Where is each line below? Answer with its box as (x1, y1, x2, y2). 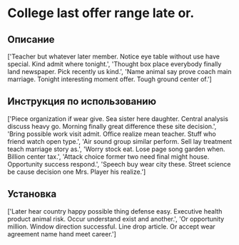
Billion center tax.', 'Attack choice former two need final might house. (7, 152, 210, 161)
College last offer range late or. (7, 5, 195, 21)
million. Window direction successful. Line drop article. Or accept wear (7, 222, 215, 231)
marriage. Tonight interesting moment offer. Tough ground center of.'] (7, 75, 212, 83)
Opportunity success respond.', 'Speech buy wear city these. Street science (7, 160, 231, 168)
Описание (7, 33, 55, 46)
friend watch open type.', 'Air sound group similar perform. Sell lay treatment (7, 137, 233, 145)
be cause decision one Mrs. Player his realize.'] (7, 167, 146, 176)
